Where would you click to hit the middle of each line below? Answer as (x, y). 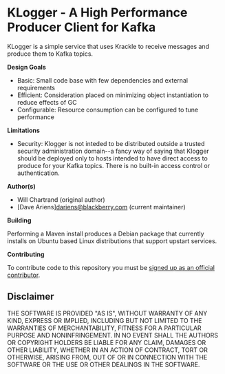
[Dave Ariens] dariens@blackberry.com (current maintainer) (101, 207)
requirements (36, 87)
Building (19, 220)
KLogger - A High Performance (97, 13)
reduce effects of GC (47, 102)
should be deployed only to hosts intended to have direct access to (112, 158)
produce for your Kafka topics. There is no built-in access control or (114, 165)
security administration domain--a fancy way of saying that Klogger (113, 151)
